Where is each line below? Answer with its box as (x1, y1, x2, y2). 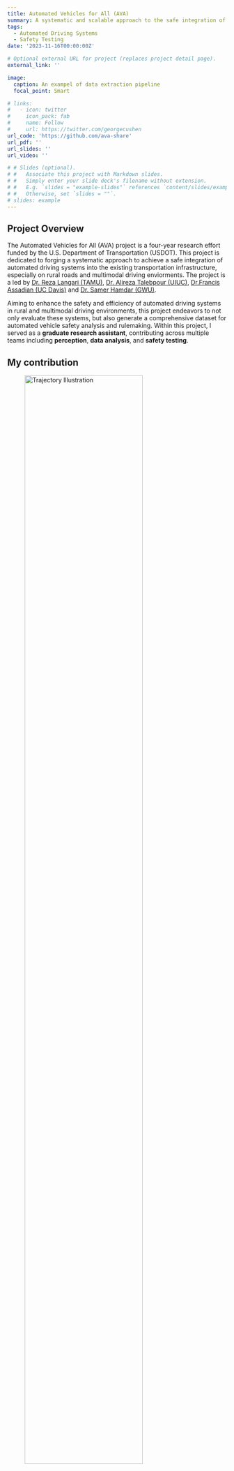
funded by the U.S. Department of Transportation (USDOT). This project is (7, 248, 220, 257)
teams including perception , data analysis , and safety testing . (7, 336, 189, 345)
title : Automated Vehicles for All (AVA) (7, 10, 130, 17)
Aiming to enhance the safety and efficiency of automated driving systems (7, 299, 221, 308)
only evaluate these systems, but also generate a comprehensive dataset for (7, 314, 227, 322)
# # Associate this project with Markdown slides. (7, 171, 164, 178)
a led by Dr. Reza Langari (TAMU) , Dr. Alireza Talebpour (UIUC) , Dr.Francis (7, 278, 221, 287)
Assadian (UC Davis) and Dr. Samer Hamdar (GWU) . (7, 285, 157, 294)
